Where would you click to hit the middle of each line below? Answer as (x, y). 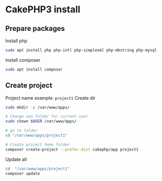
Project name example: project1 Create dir (50, 98)
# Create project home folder (38, 144)
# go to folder (22, 131)
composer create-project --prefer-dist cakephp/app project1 (72, 149)
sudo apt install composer (34, 69)
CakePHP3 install (43, 10)
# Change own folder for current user (47, 117)
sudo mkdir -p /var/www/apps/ (38, 107)
